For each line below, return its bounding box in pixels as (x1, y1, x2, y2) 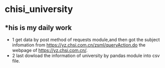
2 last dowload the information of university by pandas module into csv (12, 52, 160, 58)
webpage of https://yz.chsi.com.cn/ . (12, 47, 88, 53)
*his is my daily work (5, 23, 72, 32)
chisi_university (5, 3, 73, 15)
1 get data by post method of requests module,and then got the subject (12, 36, 160, 42)
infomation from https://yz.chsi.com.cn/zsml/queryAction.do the (12, 42, 146, 48)
